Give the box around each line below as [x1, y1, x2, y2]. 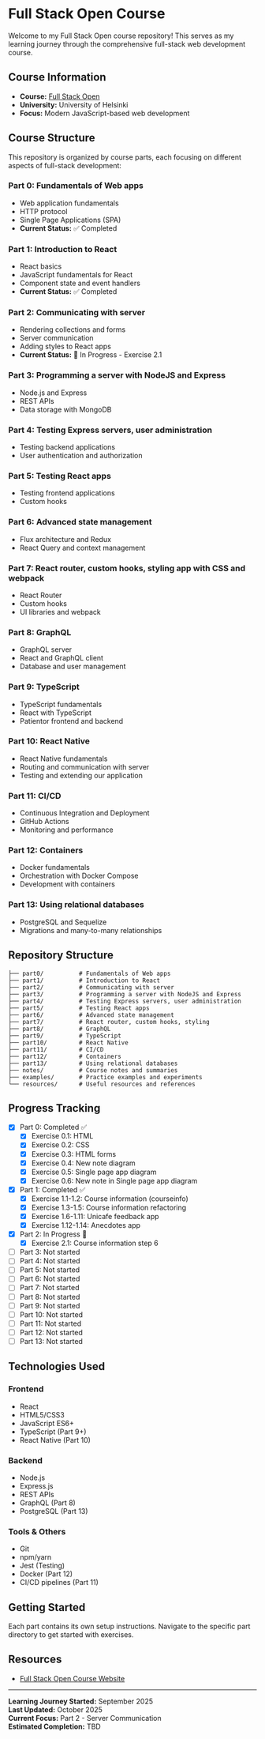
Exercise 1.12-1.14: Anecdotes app [31, 1221, 140, 1230]
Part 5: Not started [19, 1265, 80, 1274]
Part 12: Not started [19, 1327, 83, 1337]
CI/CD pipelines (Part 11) [19, 1578, 99, 1587]
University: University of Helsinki [19, 100, 129, 109]
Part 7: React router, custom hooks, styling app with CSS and [8, 563, 246, 574]
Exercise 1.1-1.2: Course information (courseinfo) [31, 1194, 189, 1203]
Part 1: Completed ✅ [19, 1184, 86, 1194]
